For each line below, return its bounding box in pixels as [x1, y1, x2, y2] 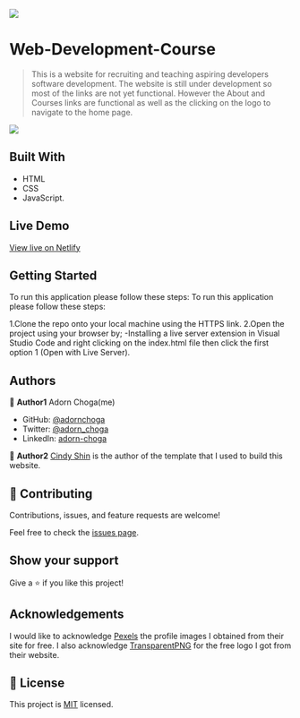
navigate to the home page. [30, 107, 133, 117]
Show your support [9, 553, 119, 568]
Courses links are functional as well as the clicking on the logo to [30, 97, 271, 107]
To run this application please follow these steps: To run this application [9, 292, 274, 303]
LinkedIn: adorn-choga [21, 433, 107, 444]
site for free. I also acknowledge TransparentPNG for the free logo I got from [9, 640, 292, 651]
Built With [9, 150, 65, 165]
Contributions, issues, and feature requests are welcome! [9, 510, 221, 520]
